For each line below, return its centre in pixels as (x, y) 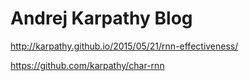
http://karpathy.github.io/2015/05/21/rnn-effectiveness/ (124, 46)
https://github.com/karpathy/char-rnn (87, 65)
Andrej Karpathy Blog (101, 18)
